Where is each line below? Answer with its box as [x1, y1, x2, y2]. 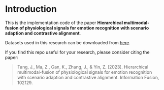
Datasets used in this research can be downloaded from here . [5, 39, 131, 45]
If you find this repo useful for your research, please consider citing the [5, 49, 150, 55]
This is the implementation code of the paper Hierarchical [5, 20, 123, 26]
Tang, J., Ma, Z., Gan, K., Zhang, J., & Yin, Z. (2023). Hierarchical [17, 64, 149, 70]
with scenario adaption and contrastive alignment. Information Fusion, [17, 74, 159, 80]
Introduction [5, 3, 57, 15]
